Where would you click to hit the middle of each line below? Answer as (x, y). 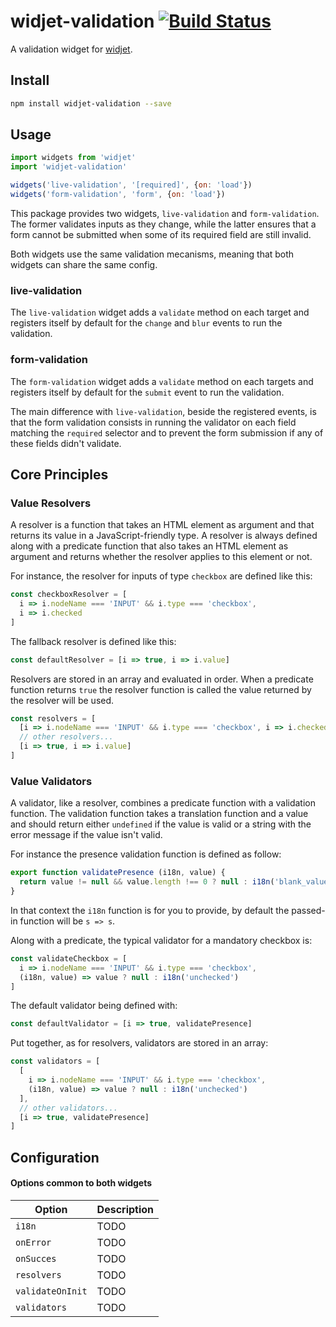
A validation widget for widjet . (71, 49)
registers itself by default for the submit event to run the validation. (147, 392)
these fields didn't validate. (66, 443)
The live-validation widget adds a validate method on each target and (160, 312)
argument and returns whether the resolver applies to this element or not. (161, 557)
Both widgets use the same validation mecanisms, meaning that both (152, 254)
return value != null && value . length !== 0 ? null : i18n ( (147, 882)
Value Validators (51, 781)
